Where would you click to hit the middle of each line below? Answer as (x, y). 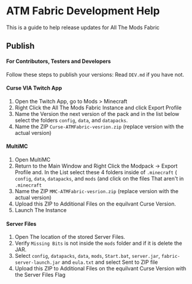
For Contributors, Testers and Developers (59, 61)
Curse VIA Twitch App (34, 88)
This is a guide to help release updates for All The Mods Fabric (83, 27)
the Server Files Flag (40, 275)
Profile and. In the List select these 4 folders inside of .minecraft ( (96, 172)
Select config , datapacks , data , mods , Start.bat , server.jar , (87, 256)
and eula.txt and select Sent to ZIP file (110, 262)
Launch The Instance (41, 210)
